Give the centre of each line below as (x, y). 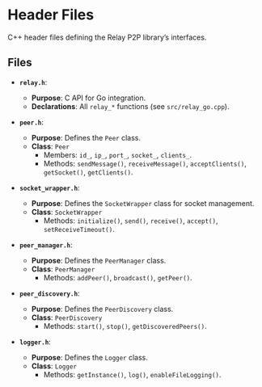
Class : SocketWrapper (67, 212)
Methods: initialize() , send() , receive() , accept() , (131, 221)
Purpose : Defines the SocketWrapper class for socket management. (143, 203)
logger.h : (35, 342)
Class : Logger (54, 366)
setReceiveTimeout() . (79, 229)
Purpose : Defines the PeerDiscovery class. (102, 309)
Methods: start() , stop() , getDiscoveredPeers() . (125, 326)
